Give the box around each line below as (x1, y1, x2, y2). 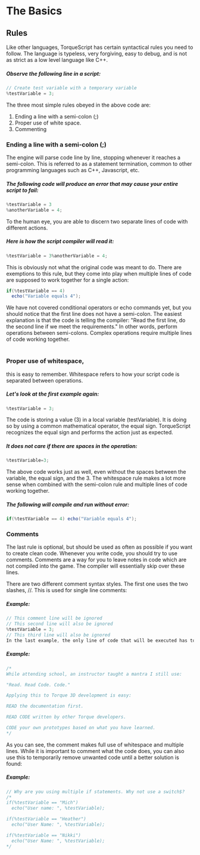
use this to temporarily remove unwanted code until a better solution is (6, 754, 180, 761)
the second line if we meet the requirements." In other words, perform (6, 323, 177, 330)
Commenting (14, 125, 47, 132)
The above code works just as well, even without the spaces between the (6, 468, 186, 475)
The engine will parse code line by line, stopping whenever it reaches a (6, 154, 180, 161)
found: (6, 760, 23, 767)
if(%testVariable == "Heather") (6, 816, 86, 822)
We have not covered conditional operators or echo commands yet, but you (6, 304, 192, 311)
